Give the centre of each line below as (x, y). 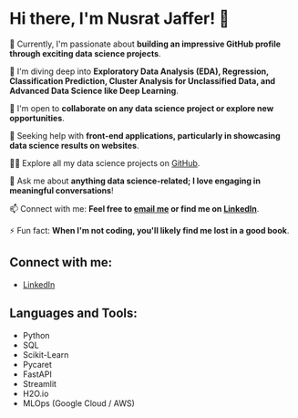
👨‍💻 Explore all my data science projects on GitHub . (105, 162)
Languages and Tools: (74, 313)
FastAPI (37, 374)
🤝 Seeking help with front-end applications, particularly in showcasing (145, 135)
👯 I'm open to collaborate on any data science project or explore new (142, 108)
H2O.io (36, 393)
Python (36, 335)
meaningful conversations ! (62, 190)
